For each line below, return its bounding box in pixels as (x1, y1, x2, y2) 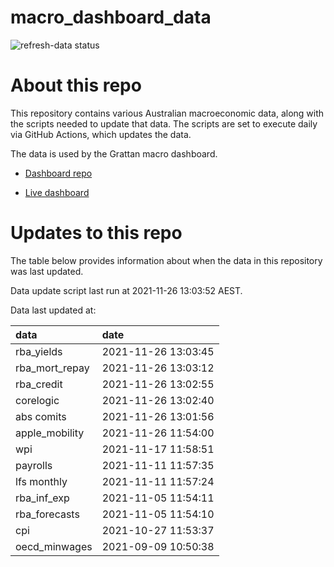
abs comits (15, 409, 67, 423)
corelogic (15, 393, 60, 407)
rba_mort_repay (15, 361, 90, 375)
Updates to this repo (10, 222, 183, 245)
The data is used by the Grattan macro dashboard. (10, 147, 218, 160)
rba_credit (15, 377, 63, 391)
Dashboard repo (24, 167, 93, 179)
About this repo (10, 74, 142, 97)
